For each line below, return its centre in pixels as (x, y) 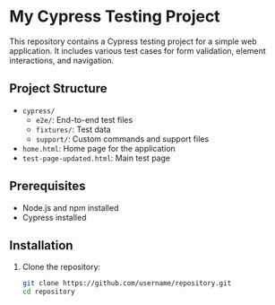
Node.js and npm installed (70, 207)
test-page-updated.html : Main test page (96, 158)
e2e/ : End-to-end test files (84, 119)
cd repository (48, 292)
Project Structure (58, 88)
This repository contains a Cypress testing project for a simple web (133, 41)
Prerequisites (47, 186)
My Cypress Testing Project (115, 17)
